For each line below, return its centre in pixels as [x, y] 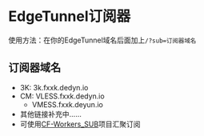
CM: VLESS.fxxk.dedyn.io [62, 96]
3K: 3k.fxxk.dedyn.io [54, 87]
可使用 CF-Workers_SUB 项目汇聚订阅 [80, 124]
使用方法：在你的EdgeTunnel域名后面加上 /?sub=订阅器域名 [102, 40]
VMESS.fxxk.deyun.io [68, 104]
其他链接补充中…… [50, 114]
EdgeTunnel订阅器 [70, 16]
